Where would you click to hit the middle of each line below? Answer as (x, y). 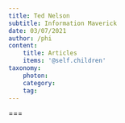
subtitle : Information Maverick (62, 23)
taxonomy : (25, 68)
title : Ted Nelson (39, 16)
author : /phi (30, 38)
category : (40, 83)
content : (23, 46)
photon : (35, 76)
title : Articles (50, 53)
